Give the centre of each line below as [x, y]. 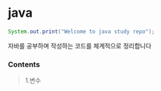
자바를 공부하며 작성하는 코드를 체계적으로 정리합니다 [80, 45]
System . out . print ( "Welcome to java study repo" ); [82, 31]
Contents [24, 64]
